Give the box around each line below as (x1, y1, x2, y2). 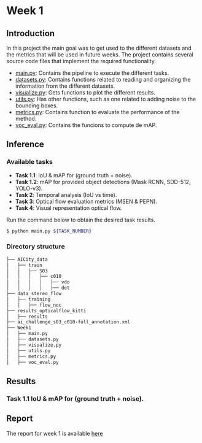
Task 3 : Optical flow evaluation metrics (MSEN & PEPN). (15, 198, 158, 205)
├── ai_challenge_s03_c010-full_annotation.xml (6, 319, 131, 325)
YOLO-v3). (15, 185, 43, 192)
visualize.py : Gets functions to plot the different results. (15, 89, 155, 96)
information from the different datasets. (15, 82, 115, 90)
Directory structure (6, 242, 66, 251)
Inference (6, 139, 44, 150)
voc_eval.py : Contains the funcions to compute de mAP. (15, 121, 157, 129)
